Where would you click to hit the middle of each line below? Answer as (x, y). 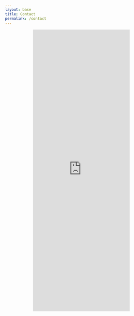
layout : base (18, 9)
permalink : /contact (26, 18)
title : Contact (20, 14)
